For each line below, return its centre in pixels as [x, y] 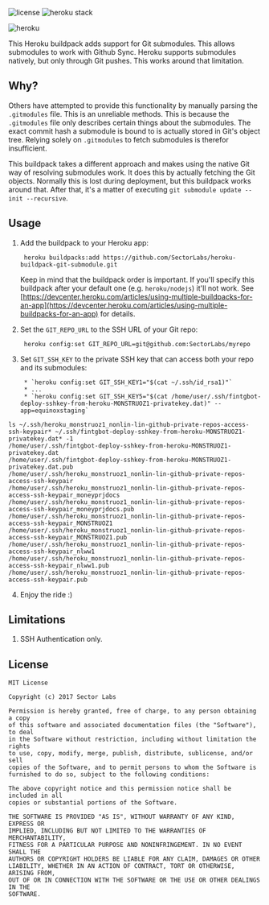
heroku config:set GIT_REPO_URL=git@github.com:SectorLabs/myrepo [137, 344]
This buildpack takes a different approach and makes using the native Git [129, 163]
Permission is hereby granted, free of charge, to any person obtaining [132, 711]
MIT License [28, 683]
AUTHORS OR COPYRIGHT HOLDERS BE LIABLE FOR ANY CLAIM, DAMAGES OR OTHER [134, 859]
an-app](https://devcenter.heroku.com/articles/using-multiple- [124, 305]
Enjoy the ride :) [46, 594]
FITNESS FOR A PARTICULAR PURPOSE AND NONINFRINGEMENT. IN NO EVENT [125, 845]
